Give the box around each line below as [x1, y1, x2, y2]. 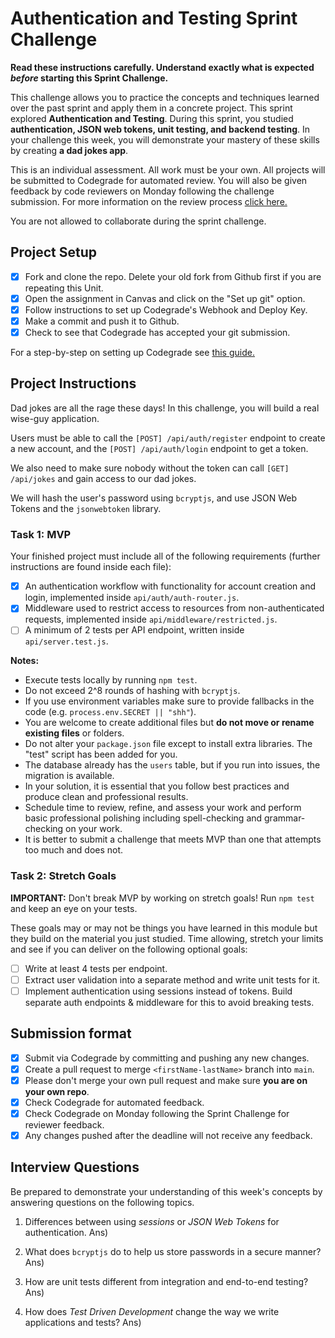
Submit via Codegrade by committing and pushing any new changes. [24, 1052, 310, 1064]
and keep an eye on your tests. [10, 902, 138, 914]
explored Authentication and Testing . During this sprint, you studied [10, 112, 294, 124]
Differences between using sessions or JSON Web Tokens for [24, 1215, 280, 1227]
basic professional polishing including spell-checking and [24, 812, 263, 824]
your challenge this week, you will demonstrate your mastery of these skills [10, 133, 320, 146]
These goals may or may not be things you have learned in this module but [10, 922, 318, 934]
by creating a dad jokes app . [10, 144, 129, 156]
